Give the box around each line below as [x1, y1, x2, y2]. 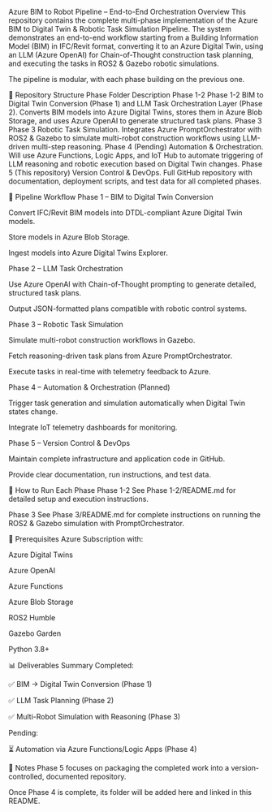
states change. [8, 407, 58, 417]
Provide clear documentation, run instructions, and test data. [8, 470, 211, 479]
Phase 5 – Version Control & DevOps [8, 438, 131, 447]
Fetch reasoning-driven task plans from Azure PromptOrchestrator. [8, 351, 233, 361]
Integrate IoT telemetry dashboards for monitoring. [8, 422, 178, 432]
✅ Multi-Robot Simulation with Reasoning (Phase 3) [8, 712, 181, 721]
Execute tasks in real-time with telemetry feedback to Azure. [8, 367, 211, 376]
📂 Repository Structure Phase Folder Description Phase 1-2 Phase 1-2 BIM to [8, 90, 264, 100]
